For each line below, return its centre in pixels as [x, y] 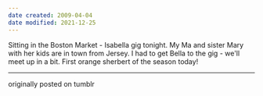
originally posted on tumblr [52, 84]
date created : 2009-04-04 [50, 15]
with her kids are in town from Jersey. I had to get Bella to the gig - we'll [124, 53]
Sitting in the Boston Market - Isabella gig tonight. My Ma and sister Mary [126, 44]
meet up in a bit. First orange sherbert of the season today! [103, 61]
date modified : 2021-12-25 [52, 23]
